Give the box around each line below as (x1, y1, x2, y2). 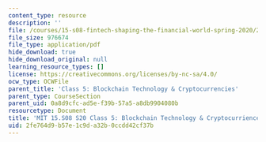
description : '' (8, 19, 62, 27)
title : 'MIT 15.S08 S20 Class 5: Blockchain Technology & (8, 114, 203, 122)
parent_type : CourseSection (8, 92, 101, 100)
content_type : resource (8, 11, 87, 20)
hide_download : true (8, 48, 77, 56)
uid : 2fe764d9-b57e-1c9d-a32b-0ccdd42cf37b (8, 121, 154, 129)
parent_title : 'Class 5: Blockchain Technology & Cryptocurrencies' (8, 84, 239, 93)
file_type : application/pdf (8, 41, 101, 49)
